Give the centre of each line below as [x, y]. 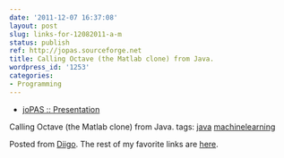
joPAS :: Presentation [61, 109]
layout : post [34, 26]
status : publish [39, 42]
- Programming [36, 84]
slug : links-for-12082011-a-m [66, 34]
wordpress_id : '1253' [50, 68]
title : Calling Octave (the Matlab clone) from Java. [112, 59]
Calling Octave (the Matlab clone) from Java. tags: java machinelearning [142, 127]
